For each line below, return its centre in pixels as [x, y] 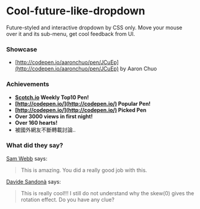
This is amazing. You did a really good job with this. [84, 170]
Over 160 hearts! [36, 122]
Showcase [22, 49]
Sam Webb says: [27, 158]
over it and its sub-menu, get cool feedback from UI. [71, 33]
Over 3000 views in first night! [54, 116]
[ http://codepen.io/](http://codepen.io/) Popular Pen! [83, 103]
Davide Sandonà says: [34, 182]
